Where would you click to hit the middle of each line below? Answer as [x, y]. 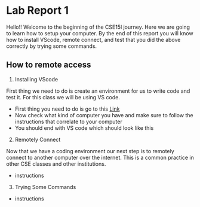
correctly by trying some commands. [52, 46]
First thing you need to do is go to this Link [67, 109]
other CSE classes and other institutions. [56, 164]
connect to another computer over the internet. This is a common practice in [100, 157]
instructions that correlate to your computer [68, 121]
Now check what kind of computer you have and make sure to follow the [104, 115]
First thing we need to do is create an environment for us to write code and [98, 91]
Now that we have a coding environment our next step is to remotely [90, 151]
